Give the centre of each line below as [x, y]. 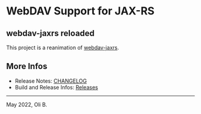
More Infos [27, 66]
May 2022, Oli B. [27, 104]
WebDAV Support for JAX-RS [80, 11]
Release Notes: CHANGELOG [51, 81]
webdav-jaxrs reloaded [50, 33]
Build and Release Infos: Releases [57, 87]
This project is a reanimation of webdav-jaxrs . [63, 47]
